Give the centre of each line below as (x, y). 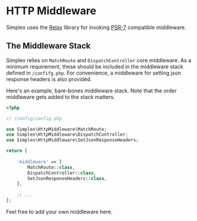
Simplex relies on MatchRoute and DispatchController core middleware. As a (99, 60)
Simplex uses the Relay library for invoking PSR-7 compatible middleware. (96, 27)
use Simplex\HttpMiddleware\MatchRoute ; (57, 129)
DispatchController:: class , (62, 173)
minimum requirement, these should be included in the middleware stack (95, 66)
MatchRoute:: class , (51, 167)
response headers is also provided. (49, 79)
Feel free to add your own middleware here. (59, 212)
